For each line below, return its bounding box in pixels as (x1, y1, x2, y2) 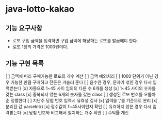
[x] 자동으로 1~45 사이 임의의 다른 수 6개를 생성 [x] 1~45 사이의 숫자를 (22, 85, 156, 91)
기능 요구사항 (5, 24, 43, 32)
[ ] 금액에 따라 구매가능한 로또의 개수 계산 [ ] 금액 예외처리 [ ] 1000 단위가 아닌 (5, 73, 153, 79)
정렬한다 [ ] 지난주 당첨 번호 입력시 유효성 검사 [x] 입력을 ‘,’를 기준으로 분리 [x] (10, 97, 158, 103)
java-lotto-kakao (5, 3, 75, 15)
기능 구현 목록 (5, 59, 44, 68)
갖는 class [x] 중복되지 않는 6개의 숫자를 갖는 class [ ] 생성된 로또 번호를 (5, 91, 143, 97)
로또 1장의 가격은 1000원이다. (12, 44, 68, 50)
